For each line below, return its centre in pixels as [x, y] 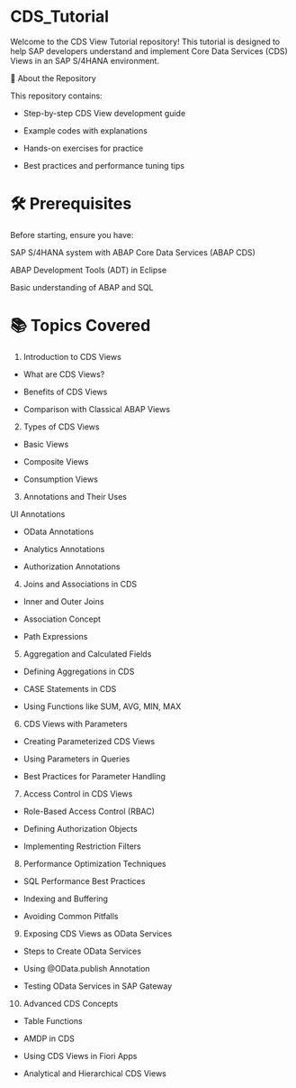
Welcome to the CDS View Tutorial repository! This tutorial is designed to [145, 41]
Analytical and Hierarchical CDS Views [95, 1073]
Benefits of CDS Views [65, 392]
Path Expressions [55, 636]
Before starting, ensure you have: [72, 235]
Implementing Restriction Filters [82, 846]
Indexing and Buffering [66, 899]
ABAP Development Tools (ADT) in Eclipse [89, 270]
